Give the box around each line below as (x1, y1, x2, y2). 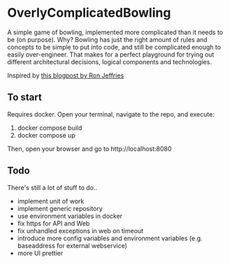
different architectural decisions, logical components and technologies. (7, 57, 212, 66)
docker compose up (17, 131, 76, 139)
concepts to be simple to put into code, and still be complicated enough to (7, 43, 222, 51)
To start (7, 91, 42, 103)
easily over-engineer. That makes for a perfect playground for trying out (7, 50, 215, 59)
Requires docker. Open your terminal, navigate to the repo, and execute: (7, 110, 215, 118)
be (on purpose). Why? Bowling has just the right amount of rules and (7, 35, 208, 43)
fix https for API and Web (17, 219, 90, 228)
